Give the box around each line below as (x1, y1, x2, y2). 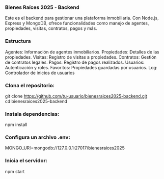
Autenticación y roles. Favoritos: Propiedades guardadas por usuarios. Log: (5, 64, 158, 70)
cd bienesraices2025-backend (5, 98, 68, 104)
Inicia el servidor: (5, 157, 48, 164)
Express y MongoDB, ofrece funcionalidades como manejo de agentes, (5, 20, 149, 26)
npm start (5, 168, 25, 174)
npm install (5, 122, 27, 128)
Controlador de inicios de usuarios (5, 70, 75, 76)
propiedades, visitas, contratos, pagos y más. (5, 26, 97, 31)
